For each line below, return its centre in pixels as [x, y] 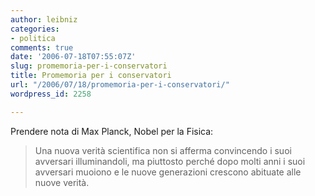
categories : [35, 29]
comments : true [42, 47]
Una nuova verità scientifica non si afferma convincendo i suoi [163, 150]
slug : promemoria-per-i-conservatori [89, 66]
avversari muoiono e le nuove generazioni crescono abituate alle [168, 172]
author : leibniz [44, 19]
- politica [33, 38]
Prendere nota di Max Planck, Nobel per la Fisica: [112, 131]
